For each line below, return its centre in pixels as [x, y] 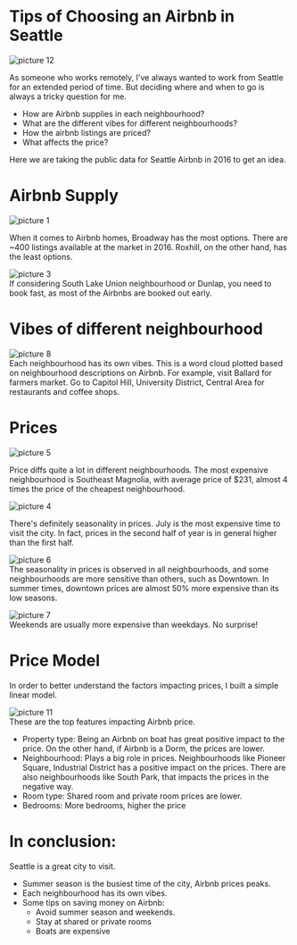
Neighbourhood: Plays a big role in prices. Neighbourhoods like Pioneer [154, 757]
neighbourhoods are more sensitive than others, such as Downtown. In [139, 579]
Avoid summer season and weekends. [105, 912]
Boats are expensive [73, 931]
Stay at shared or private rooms [93, 921]
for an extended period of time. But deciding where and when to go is [137, 87]
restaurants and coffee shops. [65, 391]
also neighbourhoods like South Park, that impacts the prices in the [145, 777]
